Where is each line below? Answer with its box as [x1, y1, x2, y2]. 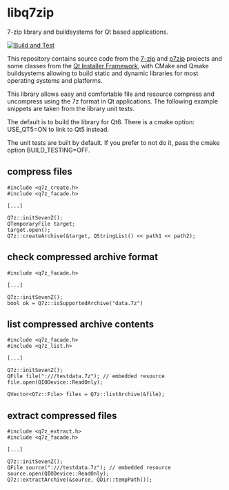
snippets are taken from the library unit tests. [7, 104, 135, 112]
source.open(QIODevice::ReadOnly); [7, 471, 110, 478]
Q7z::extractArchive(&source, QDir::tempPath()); [7, 476, 153, 484]
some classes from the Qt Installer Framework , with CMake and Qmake [7, 61, 209, 70]
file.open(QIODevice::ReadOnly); [7, 379, 103, 386]
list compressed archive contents [7, 318, 154, 330]
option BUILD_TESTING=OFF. [7, 146, 91, 154]
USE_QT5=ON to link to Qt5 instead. [7, 125, 109, 133]
